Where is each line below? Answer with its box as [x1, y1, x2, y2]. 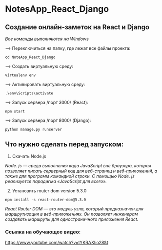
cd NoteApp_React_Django [5, 55, 56, 60]
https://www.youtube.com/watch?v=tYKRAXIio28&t [5, 240, 109, 246]
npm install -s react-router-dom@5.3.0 [5, 197, 86, 202]
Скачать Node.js [12, 153, 46, 159]
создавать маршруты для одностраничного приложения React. [5, 216, 139, 222]
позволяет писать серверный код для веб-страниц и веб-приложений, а [5, 168, 158, 174]
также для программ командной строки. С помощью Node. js [5, 173, 135, 179]
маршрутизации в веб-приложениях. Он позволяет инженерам [5, 211, 138, 217]
